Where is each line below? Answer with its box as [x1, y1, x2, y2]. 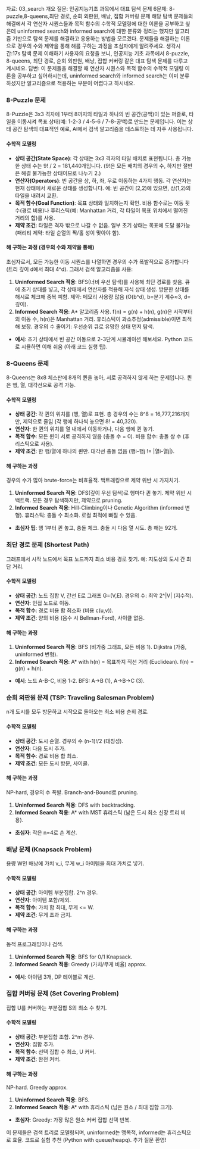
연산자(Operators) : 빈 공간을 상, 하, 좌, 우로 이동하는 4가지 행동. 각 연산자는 [14, 177, 192, 184]
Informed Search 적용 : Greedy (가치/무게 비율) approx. [14, 960, 147, 967]
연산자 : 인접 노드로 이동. [14, 599, 71, 606]
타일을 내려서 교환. [14, 192, 58, 199]
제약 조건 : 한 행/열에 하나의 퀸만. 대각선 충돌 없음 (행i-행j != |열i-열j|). [14, 448, 175, 455]
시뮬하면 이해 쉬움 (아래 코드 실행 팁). [21, 343, 108, 350]
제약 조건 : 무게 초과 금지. [14, 911, 72, 919]
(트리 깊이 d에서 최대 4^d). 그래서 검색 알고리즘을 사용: [6, 266, 133, 273]
